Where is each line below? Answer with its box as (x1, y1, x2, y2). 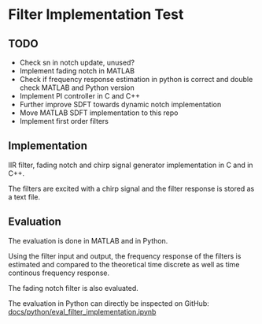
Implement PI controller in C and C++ (19, 91, 140, 100)
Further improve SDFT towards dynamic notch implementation (19, 100, 222, 109)
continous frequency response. (8, 268, 110, 277)
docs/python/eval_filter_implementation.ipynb (8, 307, 157, 316)
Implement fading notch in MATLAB (19, 66, 135, 76)
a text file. (8, 192, 41, 202)
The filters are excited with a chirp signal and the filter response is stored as (8, 184, 255, 193)
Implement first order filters (19, 117, 109, 125)
